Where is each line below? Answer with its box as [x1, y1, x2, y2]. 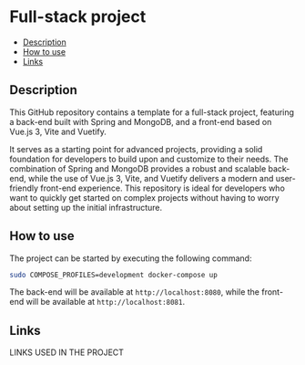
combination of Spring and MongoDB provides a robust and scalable [9, 162, 267, 174]
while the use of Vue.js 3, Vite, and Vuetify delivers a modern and [27, 172, 274, 183]
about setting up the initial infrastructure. [9, 202, 163, 213]
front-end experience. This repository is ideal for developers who [40, 182, 285, 193]
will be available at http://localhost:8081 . [25, 297, 185, 308]
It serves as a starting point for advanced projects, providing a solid [9, 143, 263, 154]
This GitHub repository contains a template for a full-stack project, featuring [9, 107, 294, 118]
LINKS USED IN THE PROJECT [9, 347, 125, 358]
